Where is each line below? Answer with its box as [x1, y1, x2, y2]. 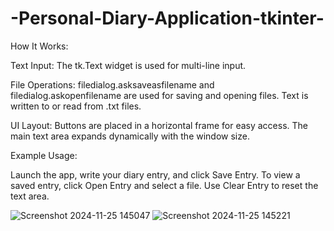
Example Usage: [10, 149, 78, 161]
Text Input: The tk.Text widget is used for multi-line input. [10, 59, 247, 71]
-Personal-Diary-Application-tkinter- [10, 7, 325, 30]
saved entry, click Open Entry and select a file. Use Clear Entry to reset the [10, 179, 319, 191]
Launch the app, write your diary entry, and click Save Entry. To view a [10, 168, 301, 181]
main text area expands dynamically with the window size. [10, 130, 250, 142]
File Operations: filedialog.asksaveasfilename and [10, 78, 215, 91]
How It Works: [10, 40, 69, 52]
